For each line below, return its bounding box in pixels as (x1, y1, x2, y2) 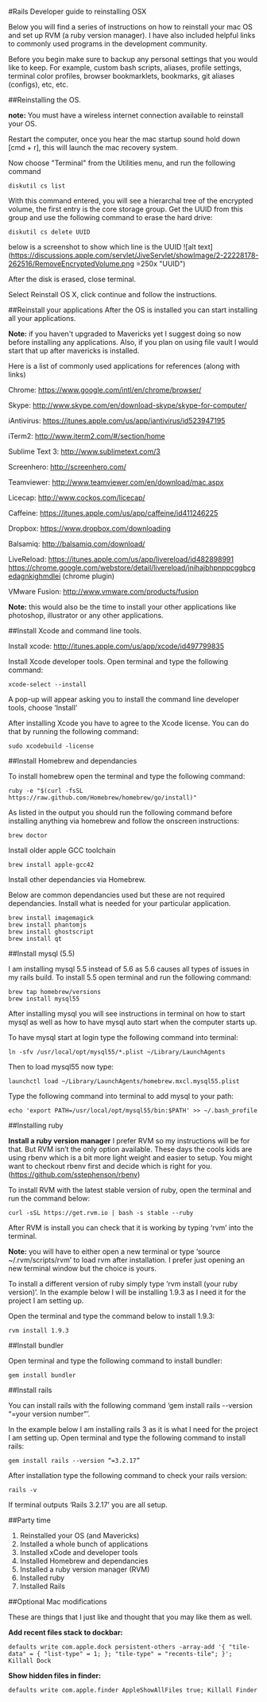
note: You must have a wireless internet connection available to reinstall (8, 110, 244, 120)
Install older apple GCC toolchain (8, 845, 117, 855)
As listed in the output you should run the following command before (8, 808, 233, 817)
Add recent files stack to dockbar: (8, 1628, 123, 1637)
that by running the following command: (8, 727, 139, 736)
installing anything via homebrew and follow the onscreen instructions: (8, 816, 240, 826)
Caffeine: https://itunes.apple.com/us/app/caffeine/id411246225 (8, 509, 219, 517)
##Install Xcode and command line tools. (8, 626, 142, 635)
